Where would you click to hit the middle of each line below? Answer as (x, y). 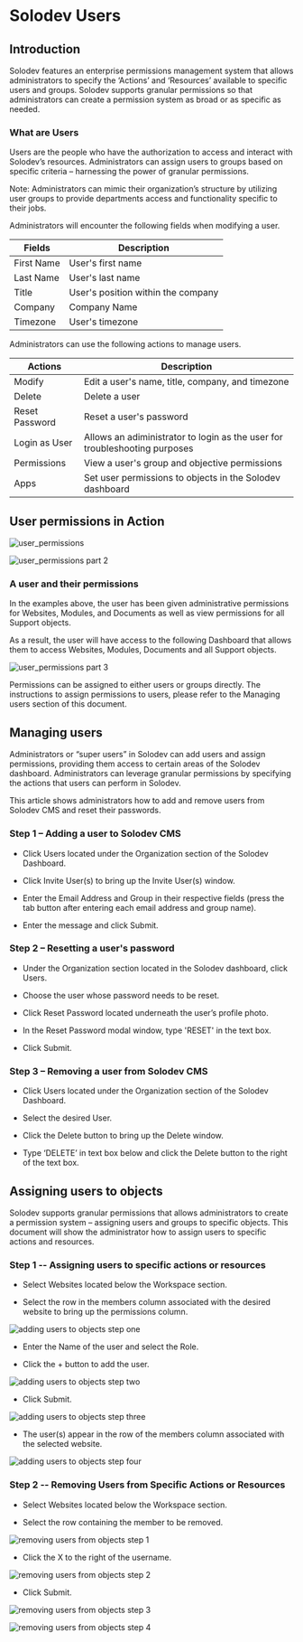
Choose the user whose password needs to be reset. (120, 995)
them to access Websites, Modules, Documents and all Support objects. (143, 650)
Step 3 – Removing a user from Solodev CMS (109, 1071)
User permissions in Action (87, 521)
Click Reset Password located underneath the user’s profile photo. (145, 1012)
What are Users (44, 132)
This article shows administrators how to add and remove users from (137, 801)
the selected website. (62, 1444)
